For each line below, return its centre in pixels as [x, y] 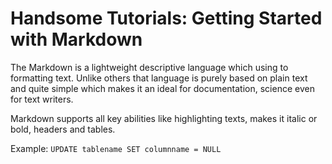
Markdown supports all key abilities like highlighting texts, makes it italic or [164, 118]
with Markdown [76, 39]
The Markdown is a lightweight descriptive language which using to [149, 67]
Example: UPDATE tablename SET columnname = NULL [116, 148]
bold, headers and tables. [63, 129]
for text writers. [42, 99]
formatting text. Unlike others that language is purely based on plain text [159, 78]
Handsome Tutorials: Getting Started [166, 18]
